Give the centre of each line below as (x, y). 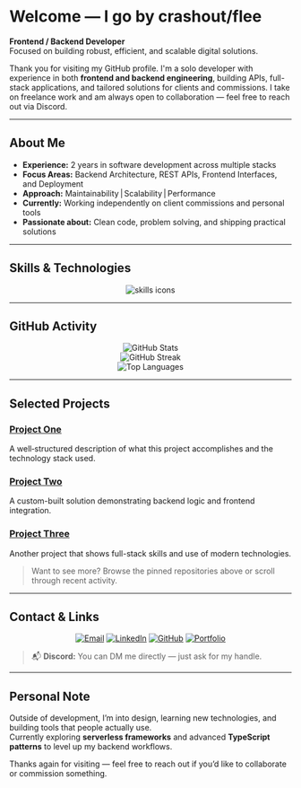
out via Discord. (39, 106)
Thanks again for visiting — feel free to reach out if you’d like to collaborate (148, 764)
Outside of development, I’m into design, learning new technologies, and (143, 718)
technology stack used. (52, 459)
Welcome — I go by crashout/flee (136, 17)
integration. (30, 511)
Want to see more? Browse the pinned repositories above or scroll (153, 571)
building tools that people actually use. (81, 728)
